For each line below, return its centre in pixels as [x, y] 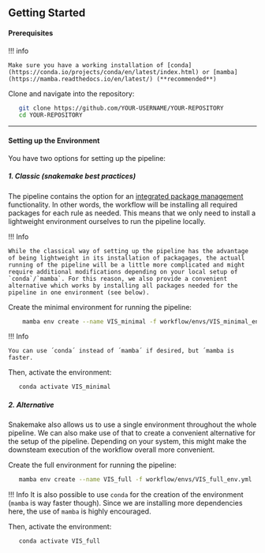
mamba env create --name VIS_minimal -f [90, 321]
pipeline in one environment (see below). [79, 292]
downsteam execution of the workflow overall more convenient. [112, 450]
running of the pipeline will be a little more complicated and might [127, 265]
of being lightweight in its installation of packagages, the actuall [127, 258]
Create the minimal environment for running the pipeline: [100, 307]
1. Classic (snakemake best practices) [72, 176]
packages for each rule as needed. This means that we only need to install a [132, 213]
